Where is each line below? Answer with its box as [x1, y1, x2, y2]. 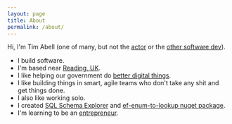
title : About [7, 17, 46, 24]
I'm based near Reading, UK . [17, 64, 101, 73]
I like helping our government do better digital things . [17, 71, 172, 80]
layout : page [7, 10, 46, 18]
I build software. [17, 56, 65, 65]
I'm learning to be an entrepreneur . [17, 108, 119, 117]
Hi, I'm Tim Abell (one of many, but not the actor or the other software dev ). [7, 43, 226, 51]
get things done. [17, 86, 65, 95]
